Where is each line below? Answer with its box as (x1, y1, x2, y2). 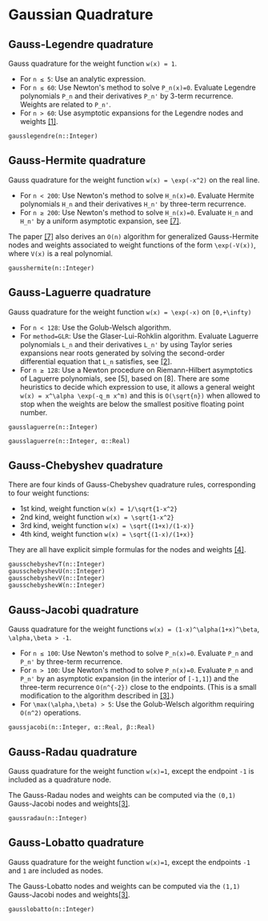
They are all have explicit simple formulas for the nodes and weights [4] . (8, 545, 246, 555)
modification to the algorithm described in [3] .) (19, 691, 174, 701)
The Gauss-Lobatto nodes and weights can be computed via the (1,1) (8, 881, 241, 891)
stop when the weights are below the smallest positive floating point (19, 398, 245, 409)
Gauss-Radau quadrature (8, 745, 138, 759)
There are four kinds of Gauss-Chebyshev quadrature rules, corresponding (8, 480, 256, 490)
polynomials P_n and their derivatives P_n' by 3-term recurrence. (19, 91, 234, 101)
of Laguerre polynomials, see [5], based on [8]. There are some (19, 374, 230, 383)
